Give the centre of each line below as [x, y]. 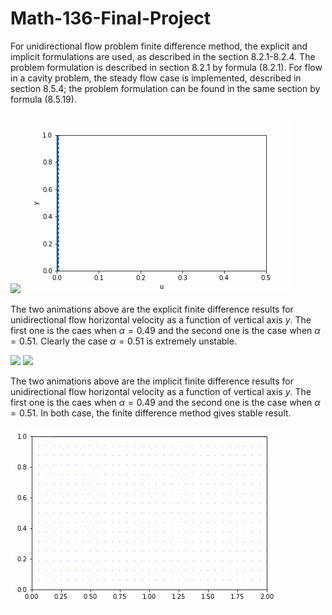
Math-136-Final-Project [111, 18]
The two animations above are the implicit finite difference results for [152, 381]
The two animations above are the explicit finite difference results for [152, 309]
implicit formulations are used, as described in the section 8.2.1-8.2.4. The [163, 56]
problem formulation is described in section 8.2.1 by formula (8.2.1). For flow [166, 67]
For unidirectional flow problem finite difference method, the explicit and [159, 46]
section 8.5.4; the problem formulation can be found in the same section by [165, 88]
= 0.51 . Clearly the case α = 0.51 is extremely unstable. [123, 341]
